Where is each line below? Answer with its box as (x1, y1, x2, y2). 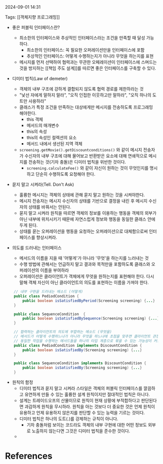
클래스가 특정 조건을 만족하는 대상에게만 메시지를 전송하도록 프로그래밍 (19, 104, 153, 110)
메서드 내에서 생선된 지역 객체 (26, 141, 82, 147)
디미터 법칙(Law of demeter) (12, 75, 68, 81)
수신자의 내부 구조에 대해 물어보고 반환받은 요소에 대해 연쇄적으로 (24, 153, 148, 159)
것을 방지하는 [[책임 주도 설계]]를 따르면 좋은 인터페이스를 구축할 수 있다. (19, 65, 156, 71)
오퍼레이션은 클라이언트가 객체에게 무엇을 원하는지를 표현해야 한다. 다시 (19, 274, 154, 279)
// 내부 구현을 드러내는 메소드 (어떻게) (14, 289, 83, 294)
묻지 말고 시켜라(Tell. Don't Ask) (12, 182, 74, 187)
